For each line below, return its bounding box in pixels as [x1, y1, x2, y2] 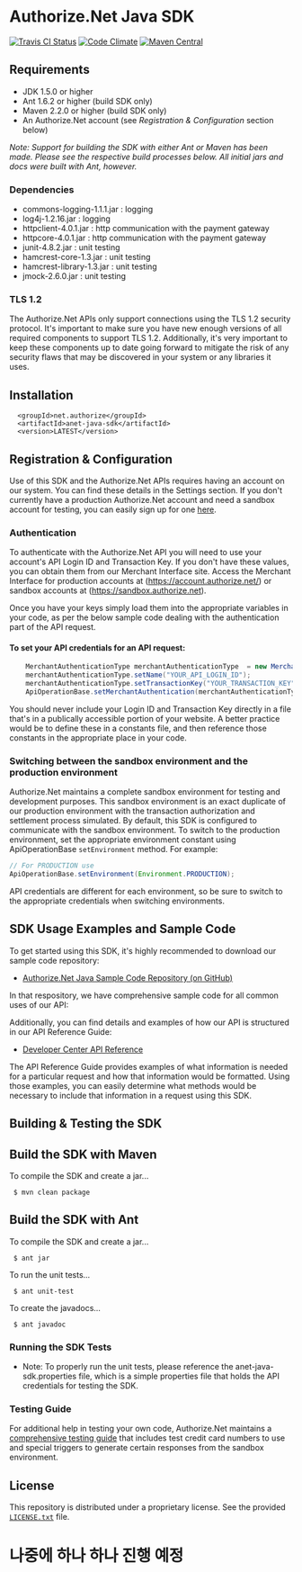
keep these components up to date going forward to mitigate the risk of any [9, 342, 289, 353]
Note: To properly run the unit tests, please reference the [22, 1361, 234, 1372]
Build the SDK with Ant [9, 1212, 139, 1227]
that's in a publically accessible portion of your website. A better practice [9, 713, 280, 723]
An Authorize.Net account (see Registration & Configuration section [22, 114, 274, 125]
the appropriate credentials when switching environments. [9, 895, 225, 906]
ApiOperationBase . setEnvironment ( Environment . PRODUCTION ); [9, 870, 235, 879]
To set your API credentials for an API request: [9, 642, 186, 653]
